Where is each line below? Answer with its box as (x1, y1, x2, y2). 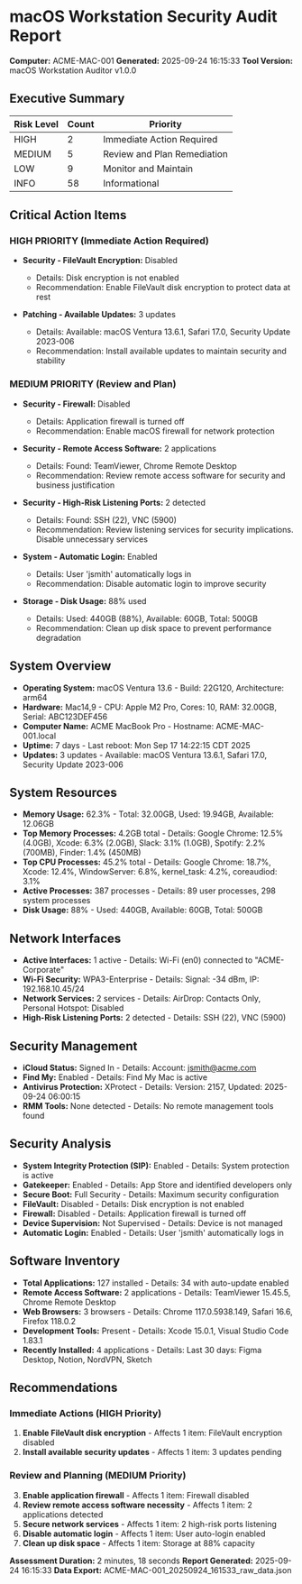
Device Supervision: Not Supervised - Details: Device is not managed (22, 1217, 284, 1228)
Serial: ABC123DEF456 (22, 710, 108, 722)
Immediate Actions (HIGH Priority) (9, 1406, 162, 1419)
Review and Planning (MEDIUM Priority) (9, 1470, 187, 1482)
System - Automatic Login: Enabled (22, 551, 158, 562)
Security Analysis (9, 1136, 112, 1151)
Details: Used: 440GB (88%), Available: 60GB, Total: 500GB (35, 613, 259, 624)
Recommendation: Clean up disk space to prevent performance (35, 622, 272, 633)
